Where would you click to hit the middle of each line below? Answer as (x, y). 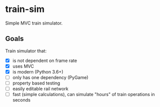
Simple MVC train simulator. (34, 23)
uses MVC (23, 66)
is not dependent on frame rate (45, 60)
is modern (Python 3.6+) (38, 71)
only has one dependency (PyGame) (50, 77)
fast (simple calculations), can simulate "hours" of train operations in (84, 94)
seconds (21, 100)
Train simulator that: (26, 50)
